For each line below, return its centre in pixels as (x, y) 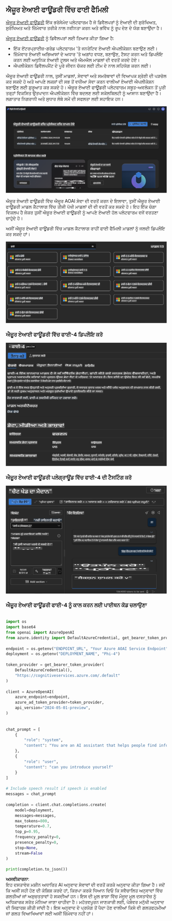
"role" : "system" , (44, 740)
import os (16, 622)
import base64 (21, 627)
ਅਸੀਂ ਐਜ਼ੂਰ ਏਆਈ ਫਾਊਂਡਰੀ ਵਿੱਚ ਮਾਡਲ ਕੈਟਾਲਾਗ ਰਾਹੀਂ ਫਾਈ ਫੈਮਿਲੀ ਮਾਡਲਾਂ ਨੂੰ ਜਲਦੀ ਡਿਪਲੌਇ (85, 228)
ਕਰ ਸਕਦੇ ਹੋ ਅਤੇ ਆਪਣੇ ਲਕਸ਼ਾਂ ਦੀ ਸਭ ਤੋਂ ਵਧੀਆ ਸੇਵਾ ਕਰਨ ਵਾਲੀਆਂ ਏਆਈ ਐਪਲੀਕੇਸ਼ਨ (80, 81)
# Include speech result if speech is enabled (56, 789)
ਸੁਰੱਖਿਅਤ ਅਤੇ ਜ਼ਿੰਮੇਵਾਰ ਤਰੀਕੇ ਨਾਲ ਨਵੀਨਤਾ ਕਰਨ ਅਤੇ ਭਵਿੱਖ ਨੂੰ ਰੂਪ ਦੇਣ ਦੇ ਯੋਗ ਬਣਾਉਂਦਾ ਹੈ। (84, 28)
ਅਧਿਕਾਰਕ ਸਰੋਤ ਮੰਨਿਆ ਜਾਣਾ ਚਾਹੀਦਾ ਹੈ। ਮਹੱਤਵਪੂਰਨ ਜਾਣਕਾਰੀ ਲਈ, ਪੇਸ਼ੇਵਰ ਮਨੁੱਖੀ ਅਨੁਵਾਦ (85, 902)
